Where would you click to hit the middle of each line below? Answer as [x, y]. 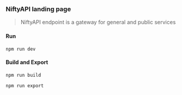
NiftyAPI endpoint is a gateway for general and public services [98, 22]
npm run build [24, 75]
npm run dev [21, 49]
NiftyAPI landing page [38, 9]
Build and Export [27, 62]
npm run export [25, 86]
